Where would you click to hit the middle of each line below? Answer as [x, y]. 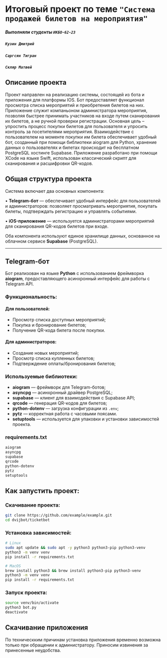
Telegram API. [19, 284]
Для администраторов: [31, 342]
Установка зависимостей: [39, 532]
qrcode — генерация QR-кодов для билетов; [60, 403]
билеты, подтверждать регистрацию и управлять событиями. [71, 211]
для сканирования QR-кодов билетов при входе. [57, 226]
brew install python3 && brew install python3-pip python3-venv [73, 571]
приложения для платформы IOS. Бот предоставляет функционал [75, 100]
